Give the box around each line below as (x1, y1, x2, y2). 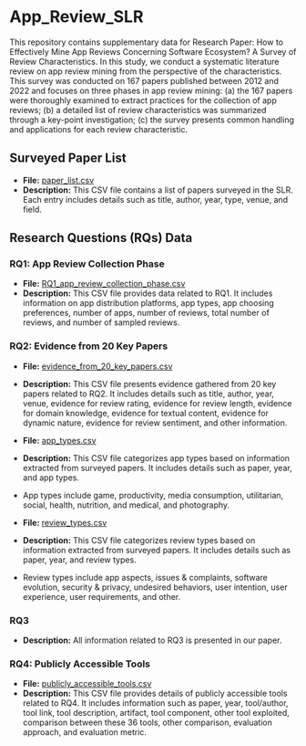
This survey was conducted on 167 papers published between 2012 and (9, 75, 280, 86)
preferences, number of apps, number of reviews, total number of (22, 308, 270, 319)
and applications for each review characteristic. (9, 123, 189, 134)
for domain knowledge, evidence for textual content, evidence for (22, 407, 269, 418)
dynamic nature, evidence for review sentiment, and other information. (22, 417, 288, 428)
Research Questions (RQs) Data (9, 230, 193, 246)
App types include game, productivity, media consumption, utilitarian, (22, 489, 284, 500)
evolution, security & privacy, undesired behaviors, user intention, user (22, 582, 289, 593)
